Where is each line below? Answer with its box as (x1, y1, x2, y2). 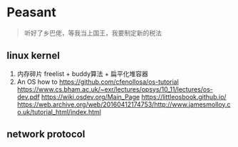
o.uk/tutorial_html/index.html (16, 107, 101, 116)
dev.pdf (16, 92, 40, 101)
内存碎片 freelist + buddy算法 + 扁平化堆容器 (16, 69, 149, 78)
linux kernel (6, 50, 60, 62)
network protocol (6, 129, 86, 141)
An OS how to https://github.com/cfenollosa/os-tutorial (16, 77, 179, 86)
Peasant (6, 4, 56, 21)
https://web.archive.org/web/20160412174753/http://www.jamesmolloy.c (16, 100, 231, 109)
